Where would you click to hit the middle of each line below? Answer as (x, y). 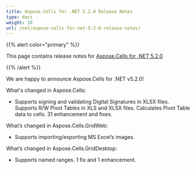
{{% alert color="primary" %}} (43, 45)
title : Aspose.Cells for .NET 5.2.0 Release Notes (69, 11)
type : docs (19, 17)
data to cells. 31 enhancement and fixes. (64, 114)
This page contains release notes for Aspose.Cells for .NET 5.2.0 (84, 56)
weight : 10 (19, 22)
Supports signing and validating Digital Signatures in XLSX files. (92, 102)
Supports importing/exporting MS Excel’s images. (75, 137)
